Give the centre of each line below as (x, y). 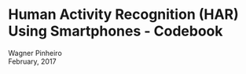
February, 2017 (32, 61)
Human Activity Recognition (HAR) (124, 15)
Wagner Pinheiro (35, 53)
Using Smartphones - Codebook (116, 31)
